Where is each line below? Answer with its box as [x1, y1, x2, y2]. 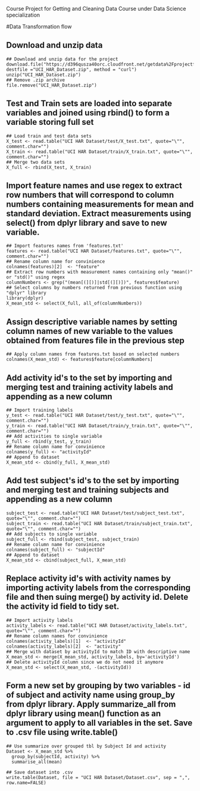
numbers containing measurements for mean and [6, 200, 194, 210]
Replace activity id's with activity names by [6, 574, 171, 584]
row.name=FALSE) [6, 780, 46, 786]
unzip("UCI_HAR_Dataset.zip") [6, 72, 82, 78]
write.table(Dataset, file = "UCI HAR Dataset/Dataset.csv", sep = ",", [6, 774, 190, 780]
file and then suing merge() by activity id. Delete [6, 592, 189, 602]
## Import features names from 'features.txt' [6, 243, 124, 249]
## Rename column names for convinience [6, 633, 108, 639]
